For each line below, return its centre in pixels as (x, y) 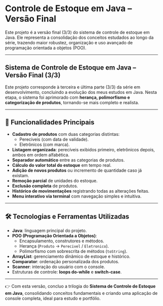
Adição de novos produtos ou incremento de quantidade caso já (77, 170)
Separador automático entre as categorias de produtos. (68, 160)
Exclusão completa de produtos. (45, 186)
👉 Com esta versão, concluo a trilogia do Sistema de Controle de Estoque (81, 286)
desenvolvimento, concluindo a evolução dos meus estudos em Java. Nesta (81, 92)
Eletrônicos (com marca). (44, 144)
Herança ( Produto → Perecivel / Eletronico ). (64, 246)
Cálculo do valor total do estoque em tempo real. (62, 165)
